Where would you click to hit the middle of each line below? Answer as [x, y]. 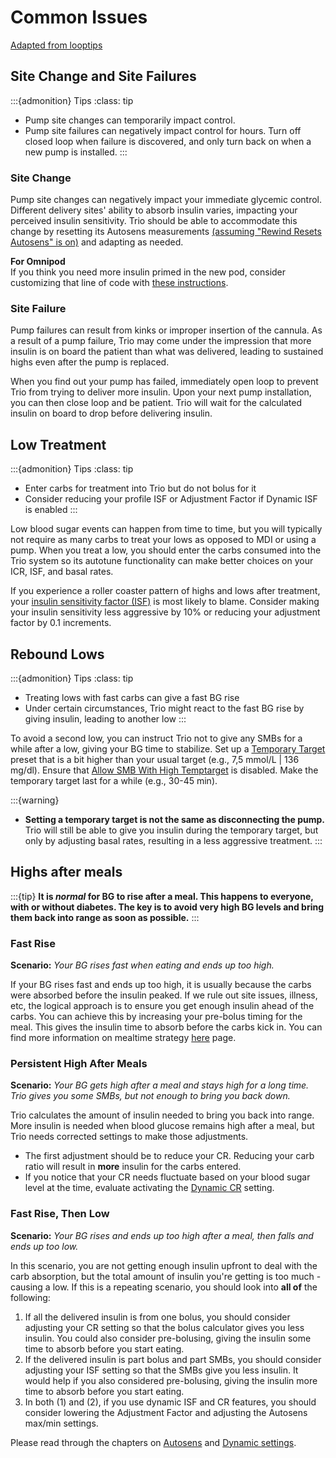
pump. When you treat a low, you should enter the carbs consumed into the [166, 550]
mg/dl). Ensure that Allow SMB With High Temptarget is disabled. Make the [164, 770]
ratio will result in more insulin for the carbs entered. [133, 1167]
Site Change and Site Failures [103, 76]
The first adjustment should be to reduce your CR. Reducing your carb [169, 1156]
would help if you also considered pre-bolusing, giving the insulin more [171, 1380]
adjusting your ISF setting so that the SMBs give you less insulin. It [161, 1370]
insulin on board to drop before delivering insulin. [111, 413]
